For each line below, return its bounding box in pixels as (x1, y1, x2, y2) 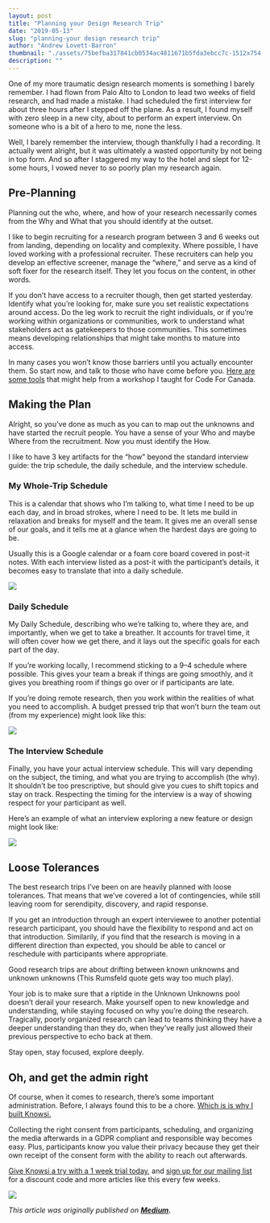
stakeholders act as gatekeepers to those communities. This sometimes (8, 324, 247, 334)
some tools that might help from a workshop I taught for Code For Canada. (8, 374, 256, 383)
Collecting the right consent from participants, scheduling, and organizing (8, 1125, 254, 1134)
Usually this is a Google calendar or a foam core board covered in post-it (8, 549, 250, 558)
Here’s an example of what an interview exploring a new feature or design (8, 814, 253, 823)
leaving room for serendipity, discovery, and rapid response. (8, 899, 209, 909)
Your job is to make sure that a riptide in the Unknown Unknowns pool (8, 989, 240, 999)
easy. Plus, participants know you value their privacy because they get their (8, 1142, 260, 1152)
